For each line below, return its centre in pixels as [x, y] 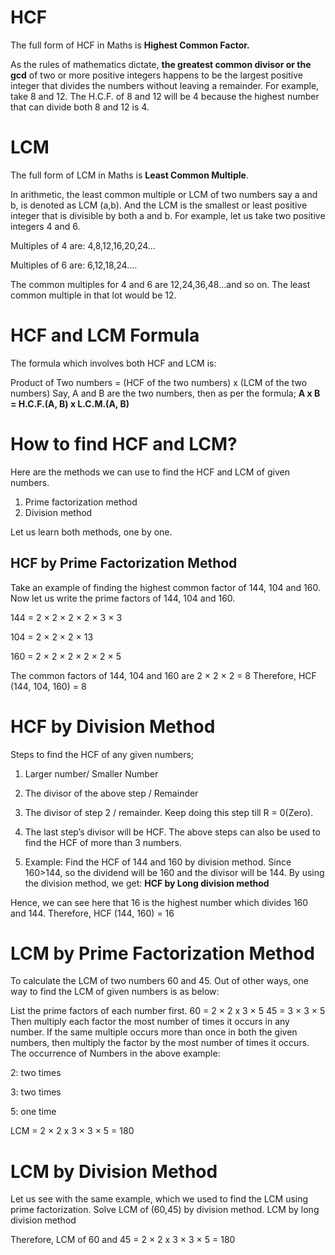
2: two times [36, 1073]
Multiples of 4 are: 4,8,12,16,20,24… [83, 245]
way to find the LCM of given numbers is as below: [115, 992]
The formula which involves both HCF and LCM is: [113, 363]
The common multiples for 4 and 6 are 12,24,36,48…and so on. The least [160, 284]
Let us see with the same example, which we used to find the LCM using [159, 1199]
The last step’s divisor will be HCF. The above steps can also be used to [172, 832]
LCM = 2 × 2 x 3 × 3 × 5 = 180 [72, 1131]
